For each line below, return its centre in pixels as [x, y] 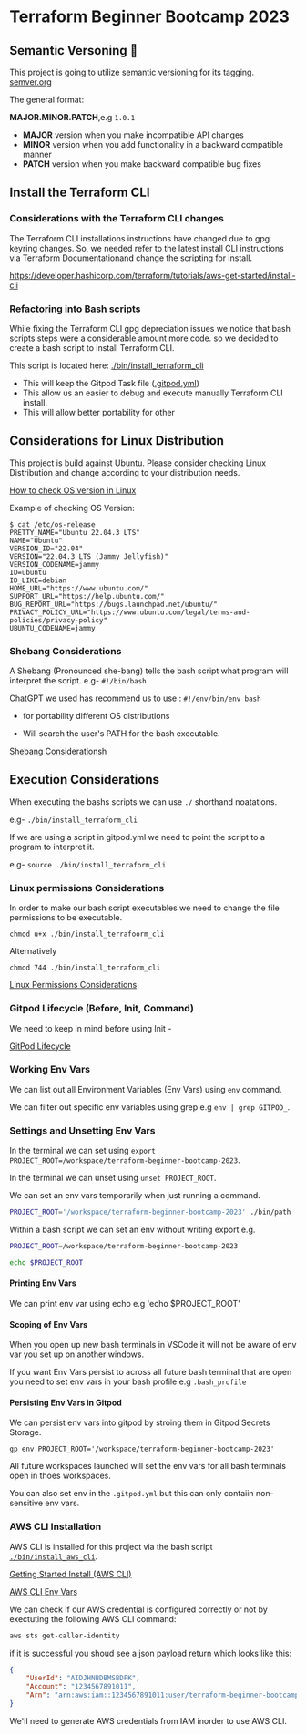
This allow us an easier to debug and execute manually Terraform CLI [153, 393]
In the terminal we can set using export [83, 1151]
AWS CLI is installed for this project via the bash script [111, 1546]
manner [37, 154]
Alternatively [33, 951]
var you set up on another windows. [77, 1354]
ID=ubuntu [28, 572]
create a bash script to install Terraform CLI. [92, 347]
